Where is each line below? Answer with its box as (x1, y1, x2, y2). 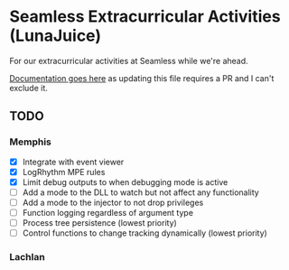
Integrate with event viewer (22, 156, 125, 167)
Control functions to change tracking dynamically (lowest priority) (22, 228, 268, 238)
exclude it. (9, 82, 48, 93)
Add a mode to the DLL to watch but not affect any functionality (22, 187, 259, 198)
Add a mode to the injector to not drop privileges (22, 197, 204, 208)
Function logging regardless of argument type (22, 207, 194, 218)
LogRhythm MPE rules (22, 166, 106, 177)
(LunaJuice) (9, 25, 102, 46)
